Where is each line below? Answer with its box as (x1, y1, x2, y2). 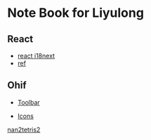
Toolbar (17, 98, 40, 106)
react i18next (17, 51, 55, 60)
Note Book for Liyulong (7, 5, 144, 21)
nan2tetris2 (7, 125, 41, 134)
